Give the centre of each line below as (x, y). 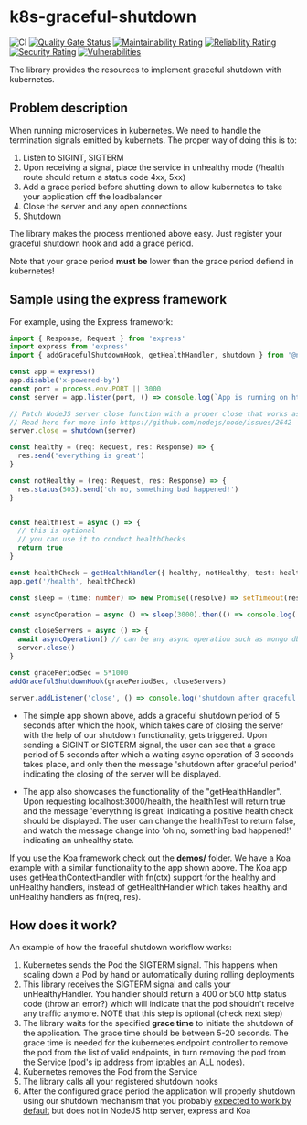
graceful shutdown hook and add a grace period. (101, 243)
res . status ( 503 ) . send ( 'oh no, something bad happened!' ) (128, 489)
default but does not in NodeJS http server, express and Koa (137, 1111)
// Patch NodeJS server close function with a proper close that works (148, 413)
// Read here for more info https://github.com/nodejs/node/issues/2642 (151, 423)
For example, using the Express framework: (91, 321)
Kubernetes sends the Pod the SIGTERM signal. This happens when (150, 965)
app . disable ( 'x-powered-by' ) (65, 380)
